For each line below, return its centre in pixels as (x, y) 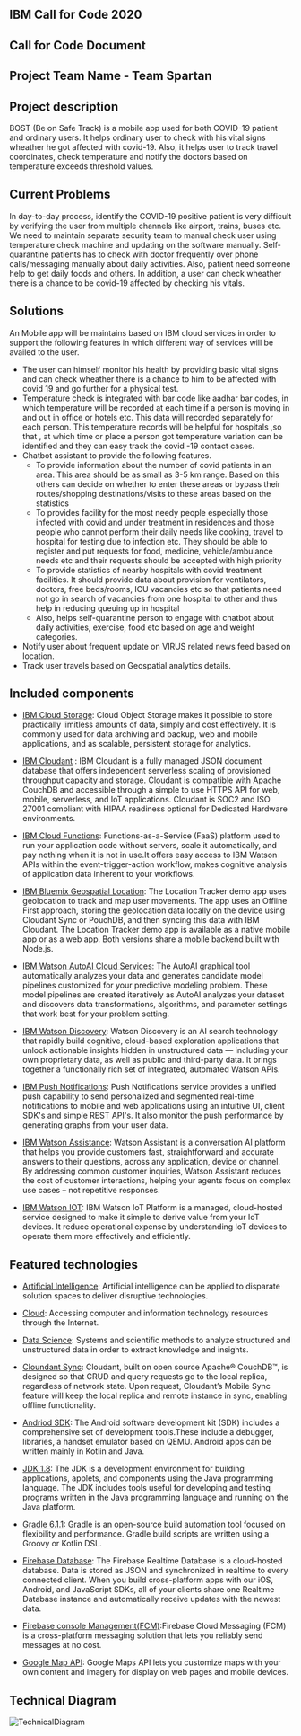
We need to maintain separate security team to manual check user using (143, 235)
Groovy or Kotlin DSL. (62, 1544)
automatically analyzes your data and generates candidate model (143, 976)
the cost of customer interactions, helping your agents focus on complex (156, 1181)
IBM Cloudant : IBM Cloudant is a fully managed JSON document (142, 761)
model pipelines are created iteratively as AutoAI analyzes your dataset (153, 995)
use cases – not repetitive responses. (91, 1191)
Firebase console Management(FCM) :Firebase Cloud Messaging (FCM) (154, 1626)
